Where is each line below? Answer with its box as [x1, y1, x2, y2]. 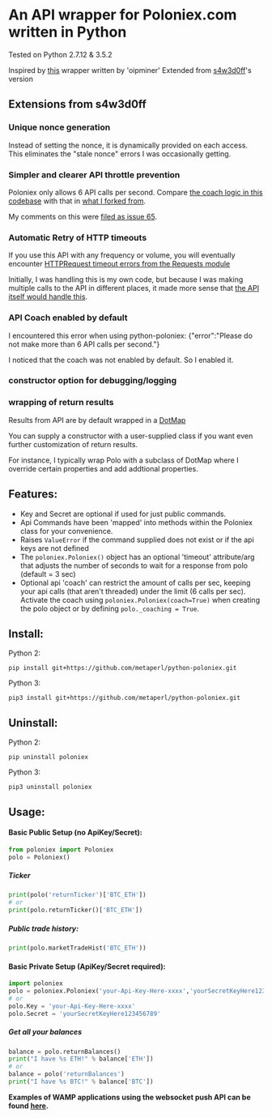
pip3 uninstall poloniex [8, 783, 92, 792]
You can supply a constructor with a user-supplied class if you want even [8, 431, 253, 441]
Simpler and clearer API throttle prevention [8, 169, 181, 180]
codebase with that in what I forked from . [8, 196, 147, 206]
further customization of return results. [8, 439, 138, 449]
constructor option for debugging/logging [8, 375, 177, 386]
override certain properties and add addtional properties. [8, 463, 198, 473]
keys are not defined [19, 543, 89, 553]
